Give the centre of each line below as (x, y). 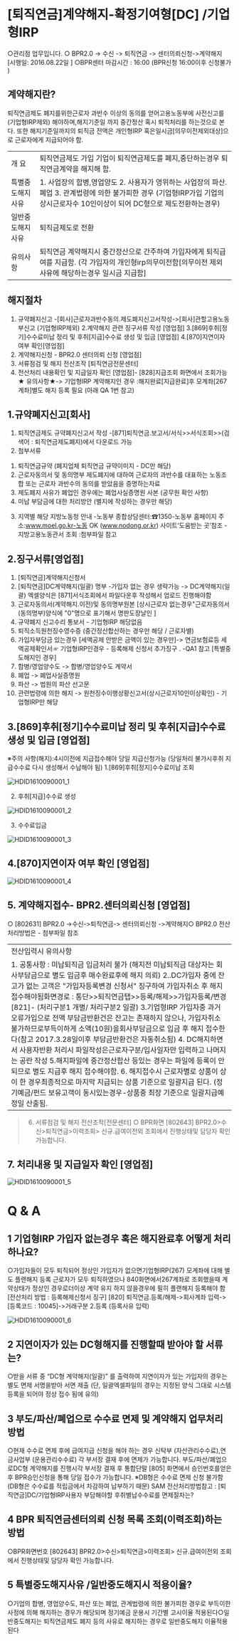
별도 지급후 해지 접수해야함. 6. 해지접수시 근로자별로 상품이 (125, 1071)
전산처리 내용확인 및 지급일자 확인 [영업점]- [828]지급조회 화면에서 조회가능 (122, 372)
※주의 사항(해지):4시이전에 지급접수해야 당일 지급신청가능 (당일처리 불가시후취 (116, 758)
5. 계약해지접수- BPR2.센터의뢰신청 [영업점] (99, 906)
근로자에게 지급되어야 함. (49, 139)
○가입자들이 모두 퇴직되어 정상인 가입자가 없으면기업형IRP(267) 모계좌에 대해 (115, 1270)
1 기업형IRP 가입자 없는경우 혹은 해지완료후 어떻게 (110, 1239)
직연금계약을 (59, 169)
